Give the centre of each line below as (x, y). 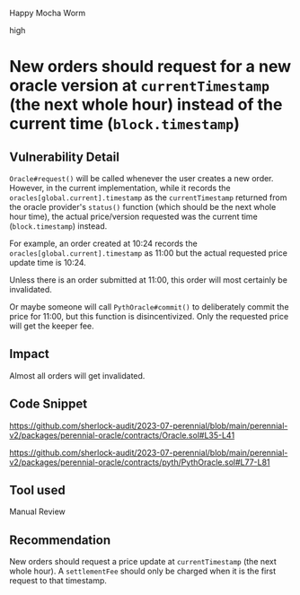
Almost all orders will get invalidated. (77, 375)
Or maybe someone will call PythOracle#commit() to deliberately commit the (149, 307)
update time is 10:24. (48, 262)
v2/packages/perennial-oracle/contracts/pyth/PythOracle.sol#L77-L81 (140, 462)
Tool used (37, 490)
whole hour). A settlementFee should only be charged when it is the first (143, 571)
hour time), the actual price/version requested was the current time (133, 216)
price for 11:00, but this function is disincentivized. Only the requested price (149, 316)
